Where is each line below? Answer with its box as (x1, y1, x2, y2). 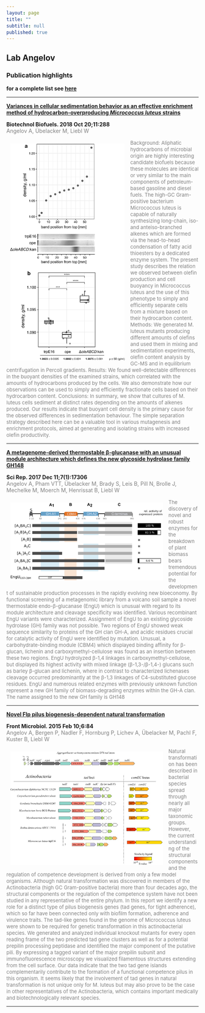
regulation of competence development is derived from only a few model (6, 871, 177, 878)
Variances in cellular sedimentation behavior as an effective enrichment (6, 102, 193, 109)
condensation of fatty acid (130, 243, 192, 250)
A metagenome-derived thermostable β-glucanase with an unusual (6, 448, 181, 456)
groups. (168, 819, 187, 826)
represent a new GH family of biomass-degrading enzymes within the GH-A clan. (6, 687, 196, 693)
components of (130, 178, 166, 185)
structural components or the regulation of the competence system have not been (6, 890, 198, 898)
